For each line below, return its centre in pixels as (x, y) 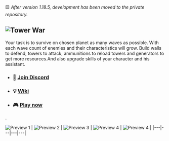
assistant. (15, 64)
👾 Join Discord (31, 77)
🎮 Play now (28, 104)
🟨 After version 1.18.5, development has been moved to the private (75, 7)
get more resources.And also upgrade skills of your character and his (77, 59)
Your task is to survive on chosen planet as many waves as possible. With (82, 43)
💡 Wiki (21, 91)
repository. (16, 14)
